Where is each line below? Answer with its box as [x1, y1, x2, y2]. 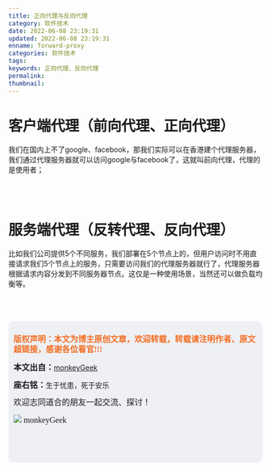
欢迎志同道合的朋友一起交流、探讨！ [13, 397, 152, 408]
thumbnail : [8, 79, 45, 87]
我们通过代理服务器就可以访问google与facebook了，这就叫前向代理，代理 [8, 155, 254, 165]
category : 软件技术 [8, 19, 69, 27]
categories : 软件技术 [8, 49, 77, 57]
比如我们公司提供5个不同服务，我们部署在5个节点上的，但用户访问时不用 [8, 249, 250, 258]
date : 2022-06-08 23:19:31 [8, 27, 99, 35]
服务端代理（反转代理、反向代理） [8, 220, 236, 239]
